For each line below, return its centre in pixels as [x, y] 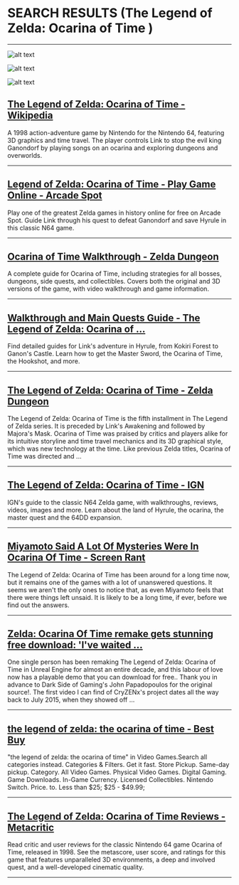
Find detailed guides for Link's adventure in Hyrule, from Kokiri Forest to [113, 346]
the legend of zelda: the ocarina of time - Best [111, 729]
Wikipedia [30, 116]
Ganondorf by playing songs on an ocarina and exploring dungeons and [113, 148]
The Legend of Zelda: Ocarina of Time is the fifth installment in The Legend [118, 418]
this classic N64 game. [41, 227]
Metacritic [31, 827]
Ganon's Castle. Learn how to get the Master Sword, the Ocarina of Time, [115, 354]
